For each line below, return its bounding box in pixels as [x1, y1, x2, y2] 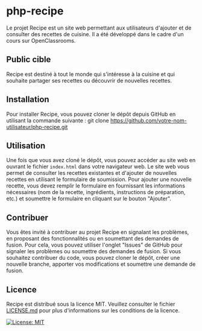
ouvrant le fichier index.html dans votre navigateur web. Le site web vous [6, 163, 190, 170]
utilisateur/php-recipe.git [6, 123, 68, 130]
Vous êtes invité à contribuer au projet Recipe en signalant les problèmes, [6, 229, 189, 236]
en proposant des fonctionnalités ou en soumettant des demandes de [6, 235, 179, 242]
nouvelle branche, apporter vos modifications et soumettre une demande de [6, 260, 196, 268]
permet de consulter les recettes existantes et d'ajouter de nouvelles [6, 169, 177, 177]
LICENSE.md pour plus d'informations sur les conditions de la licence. [6, 307, 180, 314]
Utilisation [6, 140, 46, 151]
